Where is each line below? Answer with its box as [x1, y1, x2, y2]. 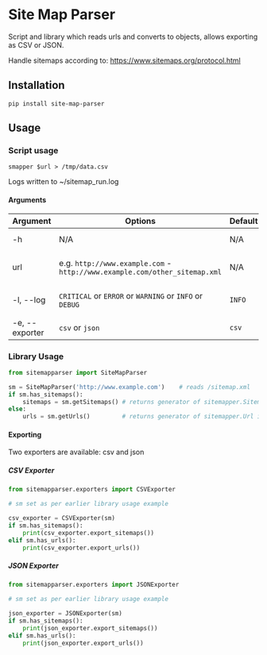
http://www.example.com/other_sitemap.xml [59, 268, 222, 276]
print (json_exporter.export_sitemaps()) [22, 624, 158, 632]
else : [8, 405, 26, 414]
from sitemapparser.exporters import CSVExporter [8, 486, 176, 494]
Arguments [8, 195, 47, 205]
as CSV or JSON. [8, 40, 64, 49]
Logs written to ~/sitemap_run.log [8, 177, 119, 187]
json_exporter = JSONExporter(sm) [8, 610, 123, 618]
